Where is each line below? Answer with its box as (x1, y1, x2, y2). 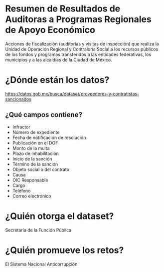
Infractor (12, 123, 31, 130)
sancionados (5, 96, 31, 102)
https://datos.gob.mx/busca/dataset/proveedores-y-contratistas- (5, 90, 140, 96)
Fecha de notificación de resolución (12, 134, 86, 140)
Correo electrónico (12, 193, 51, 199)
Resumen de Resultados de (5, 3, 121, 14)
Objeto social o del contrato (12, 166, 70, 172)
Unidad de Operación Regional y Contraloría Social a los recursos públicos (5, 46, 159, 52)
